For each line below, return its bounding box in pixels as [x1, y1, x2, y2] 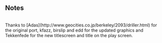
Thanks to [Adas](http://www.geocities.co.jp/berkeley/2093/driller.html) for [5, 22, 157, 28]
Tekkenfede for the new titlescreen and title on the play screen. [5, 32, 133, 38]
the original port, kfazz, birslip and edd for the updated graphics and [5, 27, 144, 33]
